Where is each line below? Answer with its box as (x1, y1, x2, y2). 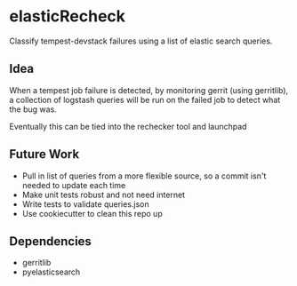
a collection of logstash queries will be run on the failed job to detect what (9, 94, 281, 105)
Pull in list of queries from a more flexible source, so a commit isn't (21, 171, 267, 181)
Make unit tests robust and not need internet (21, 189, 185, 200)
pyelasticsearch (21, 266, 81, 277)
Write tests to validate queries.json (21, 198, 149, 210)
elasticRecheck (9, 6, 126, 27)
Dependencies (9, 234, 92, 249)
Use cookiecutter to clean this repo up (21, 208, 163, 218)
